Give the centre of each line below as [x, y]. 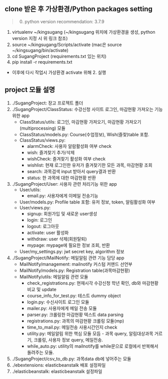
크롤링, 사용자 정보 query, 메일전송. [69, 340]
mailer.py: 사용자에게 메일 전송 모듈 [62, 308]
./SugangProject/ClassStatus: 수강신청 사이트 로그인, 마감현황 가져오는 [83, 109]
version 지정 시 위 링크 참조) [40, 38]
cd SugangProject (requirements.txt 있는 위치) [59, 56]
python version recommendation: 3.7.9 [64, 21]
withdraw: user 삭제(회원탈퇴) [57, 239]
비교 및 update [41, 289]
